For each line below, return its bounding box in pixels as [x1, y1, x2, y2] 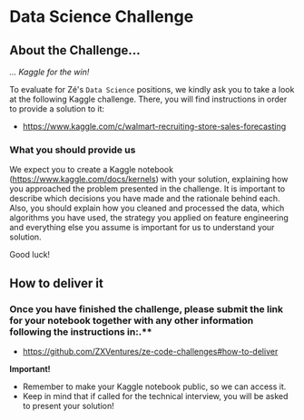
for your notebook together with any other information [9, 314, 254, 327]
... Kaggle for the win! [9, 66, 90, 77]
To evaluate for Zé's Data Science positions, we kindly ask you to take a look [9, 84, 295, 94]
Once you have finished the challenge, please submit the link [9, 302, 284, 315]
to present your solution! [22, 400, 115, 411]
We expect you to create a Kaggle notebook [9, 164, 174, 175]
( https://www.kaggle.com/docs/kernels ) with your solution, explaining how [9, 174, 289, 185]
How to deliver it [9, 275, 104, 291]
